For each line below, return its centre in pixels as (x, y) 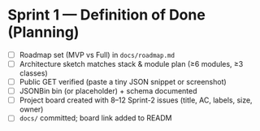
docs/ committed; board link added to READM (95, 118)
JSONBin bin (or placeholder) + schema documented (108, 91)
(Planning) (43, 32)
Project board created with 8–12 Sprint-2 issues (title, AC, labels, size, (136, 100)
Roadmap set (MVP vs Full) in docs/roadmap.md (97, 55)
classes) (33, 73)
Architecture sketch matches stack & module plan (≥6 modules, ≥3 (131, 64)
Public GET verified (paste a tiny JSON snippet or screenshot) (123, 82)
